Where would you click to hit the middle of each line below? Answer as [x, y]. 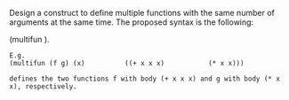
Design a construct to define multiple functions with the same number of [142, 13]
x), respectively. [43, 87]
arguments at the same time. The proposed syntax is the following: [132, 22]
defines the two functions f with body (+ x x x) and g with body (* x [144, 79]
